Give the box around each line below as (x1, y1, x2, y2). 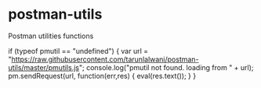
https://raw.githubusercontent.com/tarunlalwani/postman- (11, 55, 199, 64)
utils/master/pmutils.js (8, 62, 80, 72)
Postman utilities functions (8, 31, 94, 40)
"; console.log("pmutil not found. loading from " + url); (78, 62, 254, 72)
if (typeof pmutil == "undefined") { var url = (8, 46, 149, 55)
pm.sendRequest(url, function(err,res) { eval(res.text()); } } (8, 71, 197, 80)
